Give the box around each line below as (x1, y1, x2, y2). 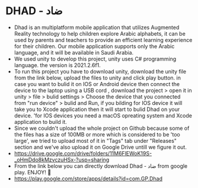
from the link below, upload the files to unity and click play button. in (14, 74, 181, 81)
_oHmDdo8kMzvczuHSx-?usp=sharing (14, 156, 110, 163)
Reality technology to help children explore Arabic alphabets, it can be (14, 30, 186, 37)
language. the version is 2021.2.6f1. (14, 61, 101, 69)
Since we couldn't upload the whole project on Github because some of (14, 125, 190, 132)
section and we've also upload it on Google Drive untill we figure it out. (14, 144, 187, 151)
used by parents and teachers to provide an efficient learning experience (14, 36, 193, 43)
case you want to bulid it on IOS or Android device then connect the (14, 80, 180, 87)
